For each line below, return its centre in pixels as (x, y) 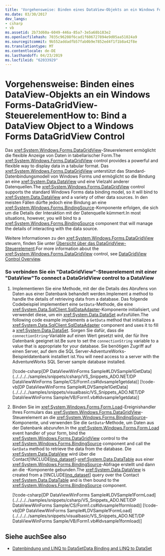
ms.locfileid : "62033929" (31, 60)
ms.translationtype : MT (29, 46)
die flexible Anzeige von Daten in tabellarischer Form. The (63, 155)
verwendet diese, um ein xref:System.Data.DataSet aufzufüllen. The (80, 315)
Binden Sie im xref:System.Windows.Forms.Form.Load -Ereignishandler (84, 407)
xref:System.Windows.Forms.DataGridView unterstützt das (65, 171)
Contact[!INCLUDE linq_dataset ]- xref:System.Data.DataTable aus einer (83, 459)
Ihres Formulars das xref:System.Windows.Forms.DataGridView (77, 412)
